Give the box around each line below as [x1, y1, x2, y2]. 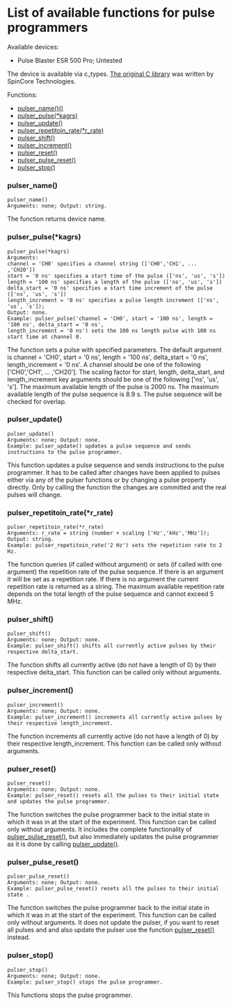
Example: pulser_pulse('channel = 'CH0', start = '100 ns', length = [7, 315, 214, 322]
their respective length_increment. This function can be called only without [7, 739, 222, 748]
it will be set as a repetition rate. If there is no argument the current [7, 575, 199, 583]
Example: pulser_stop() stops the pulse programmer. [7, 978, 163, 986]
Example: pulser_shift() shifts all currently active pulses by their [7, 643, 216, 650]
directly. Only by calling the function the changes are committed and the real [7, 482, 227, 492]
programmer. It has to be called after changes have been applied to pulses [7, 468, 220, 476]
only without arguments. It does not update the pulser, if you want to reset [7, 918, 220, 927]
